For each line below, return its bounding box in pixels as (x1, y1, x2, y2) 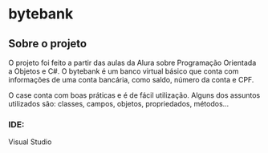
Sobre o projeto (8, 37, 87, 50)
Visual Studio (8, 137, 52, 147)
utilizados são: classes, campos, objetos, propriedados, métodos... (8, 99, 229, 108)
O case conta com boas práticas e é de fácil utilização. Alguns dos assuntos (8, 91, 261, 100)
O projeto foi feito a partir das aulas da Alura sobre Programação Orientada (8, 58, 257, 67)
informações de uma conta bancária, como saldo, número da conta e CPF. (8, 75, 254, 84)
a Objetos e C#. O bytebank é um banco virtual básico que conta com (8, 66, 239, 76)
